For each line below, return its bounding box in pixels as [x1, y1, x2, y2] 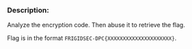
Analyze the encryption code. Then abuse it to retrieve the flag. [7, 21, 186, 29]
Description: [7, 5, 49, 15]
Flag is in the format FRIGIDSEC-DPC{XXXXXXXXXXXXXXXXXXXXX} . [7, 34, 177, 42]
